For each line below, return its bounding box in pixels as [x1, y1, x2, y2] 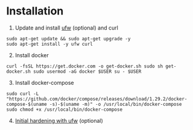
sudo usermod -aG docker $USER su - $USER [33, 68, 142, 75]
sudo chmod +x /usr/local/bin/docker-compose [6, 107, 122, 113]
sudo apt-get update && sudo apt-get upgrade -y [6, 36, 131, 42]
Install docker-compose [14, 79, 74, 86]
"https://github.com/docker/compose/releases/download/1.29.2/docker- [6, 96, 188, 102]
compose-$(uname [6, 101, 47, 107]
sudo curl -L [6, 90, 39, 97]
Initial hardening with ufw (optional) [14, 117, 104, 124]
